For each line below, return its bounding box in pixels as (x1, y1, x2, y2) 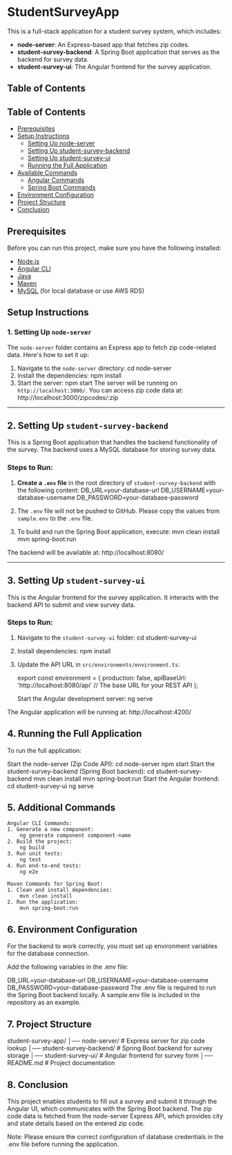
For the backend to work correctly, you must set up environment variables (7, 942, 217, 950)
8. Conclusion (7, 1079, 68, 1091)
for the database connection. (7, 949, 90, 958)
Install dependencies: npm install (17, 646, 111, 655)
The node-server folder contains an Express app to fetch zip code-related (7, 343, 216, 352)
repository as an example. (7, 998, 81, 1007)
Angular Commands (27, 176, 85, 184)
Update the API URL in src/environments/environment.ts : (17, 660, 180, 669)
